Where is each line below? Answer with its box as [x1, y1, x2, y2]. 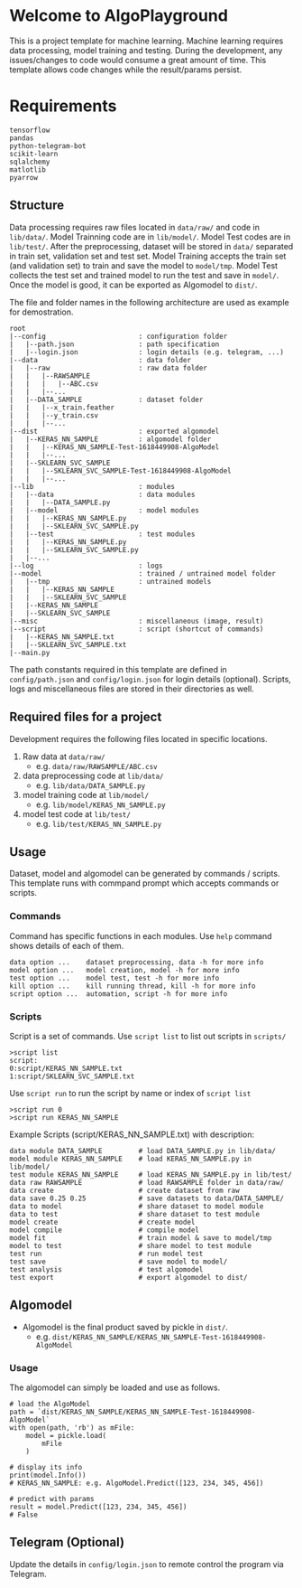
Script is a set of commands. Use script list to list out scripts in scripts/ [9, 1030, 287, 1041]
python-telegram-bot [9, 141, 87, 150]
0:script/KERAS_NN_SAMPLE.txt [9, 1064, 124, 1073]
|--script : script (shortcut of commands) [9, 625, 264, 634]
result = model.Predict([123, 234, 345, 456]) [9, 1502, 188, 1512]
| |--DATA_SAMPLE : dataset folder [9, 395, 204, 404]
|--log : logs [9, 561, 164, 570]
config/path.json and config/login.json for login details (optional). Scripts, [9, 673, 291, 684]
